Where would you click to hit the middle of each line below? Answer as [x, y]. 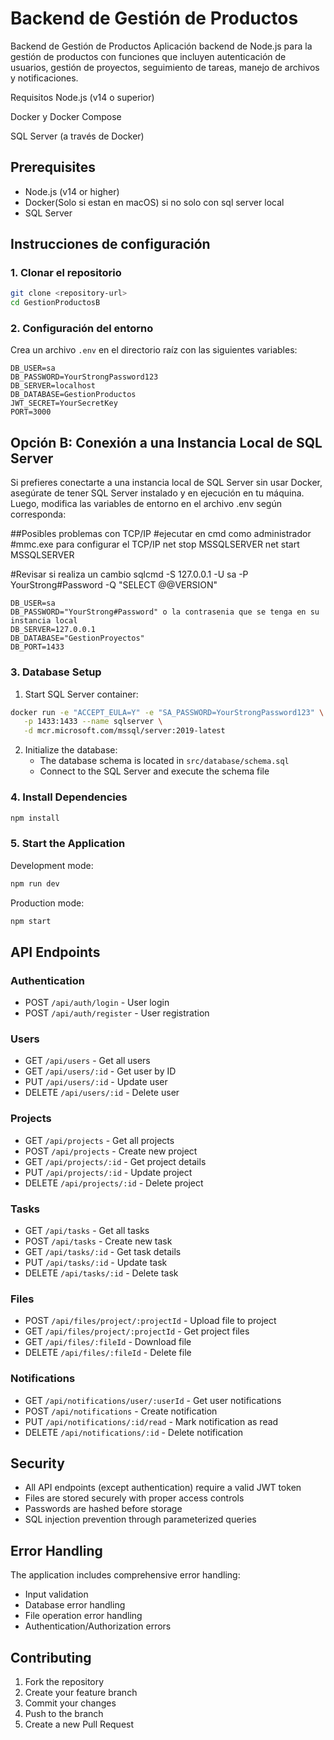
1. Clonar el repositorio [66, 273]
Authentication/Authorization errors [98, 1626]
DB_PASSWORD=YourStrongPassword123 [84, 377]
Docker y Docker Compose [66, 116]
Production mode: [47, 903]
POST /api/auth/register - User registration [117, 1013]
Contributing [51, 1657]
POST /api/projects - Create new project [111, 1151]
